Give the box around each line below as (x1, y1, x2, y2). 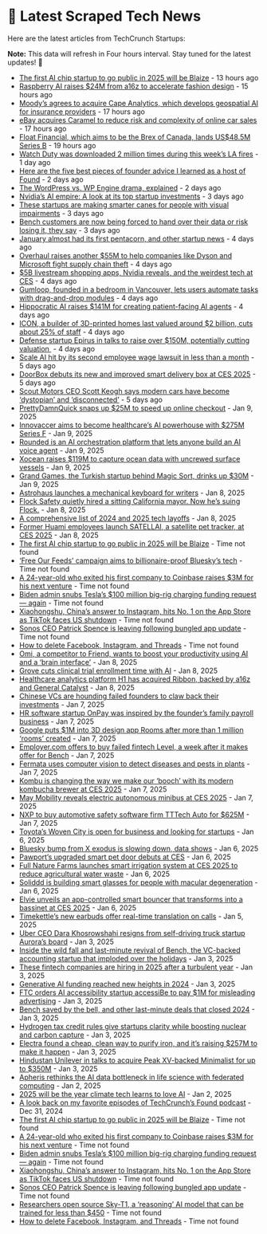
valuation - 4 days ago (18, 344, 96, 353)
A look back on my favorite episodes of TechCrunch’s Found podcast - (18, 1098, 252, 1107)
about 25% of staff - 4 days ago (18, 327, 125, 336)
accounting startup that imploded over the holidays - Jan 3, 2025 (18, 953, 234, 963)
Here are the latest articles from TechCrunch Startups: (7, 33, 186, 43)
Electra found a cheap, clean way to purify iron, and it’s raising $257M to (18, 1038, 258, 1047)
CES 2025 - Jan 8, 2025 (18, 530, 99, 540)
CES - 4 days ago (18, 276, 77, 285)
